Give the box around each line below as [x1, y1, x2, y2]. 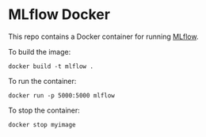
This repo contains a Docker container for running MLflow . [8, 32, 199, 41]
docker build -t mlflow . [8, 62, 93, 70]
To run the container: [8, 76, 77, 86]
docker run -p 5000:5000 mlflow [8, 91, 115, 100]
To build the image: [8, 47, 71, 56]
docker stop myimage [8, 120, 77, 128]
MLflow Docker [8, 6, 111, 24]
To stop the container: [8, 105, 81, 115]
